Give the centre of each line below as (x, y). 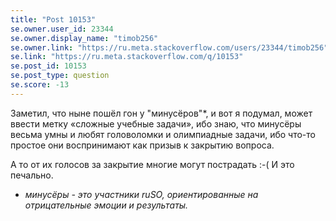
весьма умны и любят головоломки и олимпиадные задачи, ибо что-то (163, 134)
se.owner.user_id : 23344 (62, 29)
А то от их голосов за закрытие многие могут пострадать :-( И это (152, 164)
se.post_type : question (60, 76)
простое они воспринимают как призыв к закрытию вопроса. (142, 145)
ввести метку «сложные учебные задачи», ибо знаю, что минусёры (156, 123)
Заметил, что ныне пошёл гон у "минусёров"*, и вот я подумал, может (161, 113)
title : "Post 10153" (53, 19)
